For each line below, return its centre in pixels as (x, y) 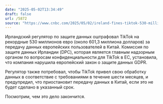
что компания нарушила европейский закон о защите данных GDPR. (76, 62)
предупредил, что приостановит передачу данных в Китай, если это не (79, 82)
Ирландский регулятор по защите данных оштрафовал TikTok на (72, 37)
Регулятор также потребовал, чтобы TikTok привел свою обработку (76, 72)
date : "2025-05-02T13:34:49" (34, 9)
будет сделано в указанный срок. (40, 87)
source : (13, 23)
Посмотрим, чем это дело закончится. (45, 97)
